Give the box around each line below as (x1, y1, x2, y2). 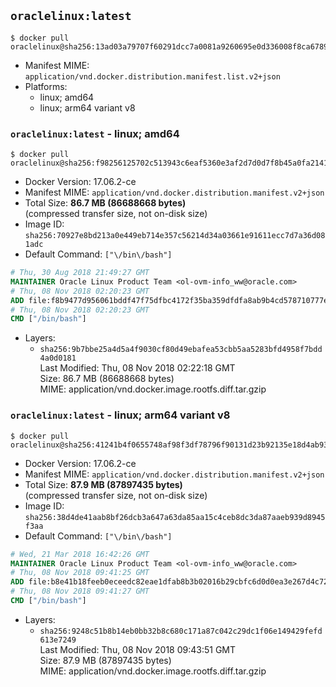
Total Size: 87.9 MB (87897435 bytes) (24, 478, 183, 490)
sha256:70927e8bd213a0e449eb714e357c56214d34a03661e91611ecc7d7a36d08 (24, 231, 326, 241)
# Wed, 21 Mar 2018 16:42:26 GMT (10, 549, 150, 559)
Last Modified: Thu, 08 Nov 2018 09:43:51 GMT (39, 643, 237, 655)
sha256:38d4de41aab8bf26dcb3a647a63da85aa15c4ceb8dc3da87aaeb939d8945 (24, 512, 326, 522)
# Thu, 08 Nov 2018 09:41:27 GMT (10, 586, 150, 597)
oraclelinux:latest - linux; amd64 (10, 126, 180, 140)
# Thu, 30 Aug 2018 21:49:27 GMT (10, 268, 150, 278)
